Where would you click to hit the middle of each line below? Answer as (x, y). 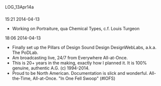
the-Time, (22, 78)
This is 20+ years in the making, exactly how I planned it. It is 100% (80, 63)
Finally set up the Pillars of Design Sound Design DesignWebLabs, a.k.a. (84, 47)
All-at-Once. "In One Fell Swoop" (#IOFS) (74, 78)
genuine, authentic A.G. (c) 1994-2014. (51, 68)
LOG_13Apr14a (19, 7)
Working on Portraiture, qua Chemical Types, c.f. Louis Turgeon (76, 28)
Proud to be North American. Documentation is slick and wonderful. (80, 73)
